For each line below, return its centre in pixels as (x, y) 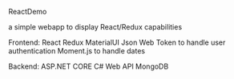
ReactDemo (28, 12)
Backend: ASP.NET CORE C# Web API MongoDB (89, 66)
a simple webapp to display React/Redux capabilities (95, 27)
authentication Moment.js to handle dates (77, 51)
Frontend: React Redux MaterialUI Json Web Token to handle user (117, 42)
